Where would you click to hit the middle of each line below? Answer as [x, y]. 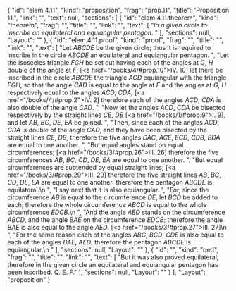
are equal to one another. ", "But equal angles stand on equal [95, 145]
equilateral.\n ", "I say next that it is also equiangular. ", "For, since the [108, 190]
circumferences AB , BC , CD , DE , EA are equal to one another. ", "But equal [115, 160]
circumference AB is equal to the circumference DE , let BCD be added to [113, 197]
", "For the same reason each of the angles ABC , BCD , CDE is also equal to [116, 235]
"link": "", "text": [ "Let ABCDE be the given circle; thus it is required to [109, 48]
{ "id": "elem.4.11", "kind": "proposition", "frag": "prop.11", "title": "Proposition [118, 10]
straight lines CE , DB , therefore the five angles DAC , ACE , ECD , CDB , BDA [114, 137]
